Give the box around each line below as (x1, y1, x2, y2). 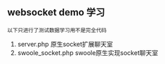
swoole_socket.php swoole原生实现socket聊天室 (17, 48, 159, 57)
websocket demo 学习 (7, 6, 105, 19)
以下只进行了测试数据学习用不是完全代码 (7, 26, 107, 33)
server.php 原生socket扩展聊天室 (17, 40, 114, 48)
